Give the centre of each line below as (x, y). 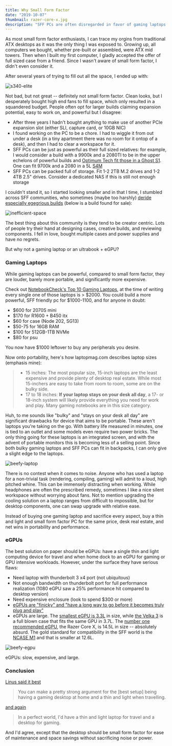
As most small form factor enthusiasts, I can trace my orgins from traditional (85, 39)
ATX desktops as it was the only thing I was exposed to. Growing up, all (81, 45)
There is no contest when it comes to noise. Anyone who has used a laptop (84, 473)
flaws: (12, 567)
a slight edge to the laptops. (35, 453)
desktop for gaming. (39, 723)
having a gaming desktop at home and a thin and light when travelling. (92, 697)
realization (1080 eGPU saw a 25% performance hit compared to (81, 588)
